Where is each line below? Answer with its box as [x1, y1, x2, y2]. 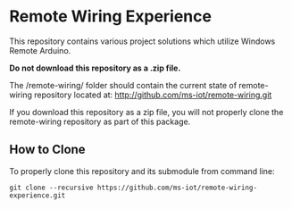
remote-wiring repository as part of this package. [9, 116, 191, 127]
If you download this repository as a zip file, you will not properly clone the [9, 106, 284, 117]
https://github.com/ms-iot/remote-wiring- [96, 183, 257, 192]
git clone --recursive [9, 183, 94, 192]
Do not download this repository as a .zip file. [9, 63, 181, 73]
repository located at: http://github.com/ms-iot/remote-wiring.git [34, 89, 272, 100]
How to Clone [9, 142, 87, 157]
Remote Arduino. [9, 45, 71, 55]
